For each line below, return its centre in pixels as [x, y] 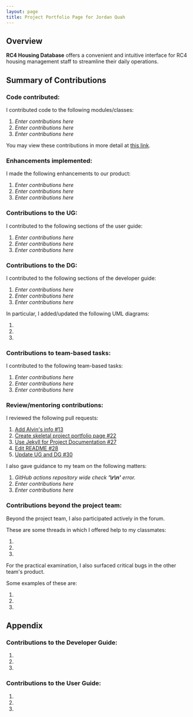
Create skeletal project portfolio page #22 [66, 436]
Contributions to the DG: [42, 265]
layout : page [22, 12]
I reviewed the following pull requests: [52, 418]
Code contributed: [33, 97]
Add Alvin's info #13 [39, 429]
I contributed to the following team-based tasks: [65, 366]
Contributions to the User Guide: [54, 683]
